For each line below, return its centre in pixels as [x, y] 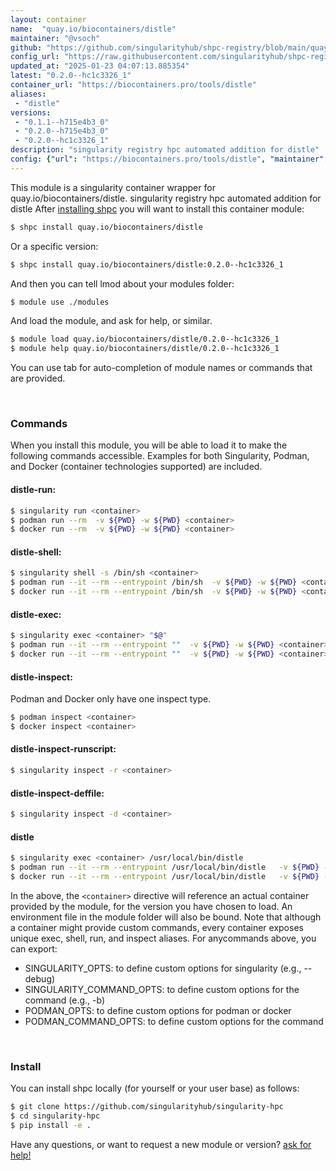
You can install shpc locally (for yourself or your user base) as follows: [155, 1088]
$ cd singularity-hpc [55, 1116]
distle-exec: [36, 614]
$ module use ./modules [60, 302]
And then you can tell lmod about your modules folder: [122, 283]
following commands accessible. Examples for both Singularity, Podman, [160, 456]
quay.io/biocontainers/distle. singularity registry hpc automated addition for [166, 198]
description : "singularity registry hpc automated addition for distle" [165, 150]
